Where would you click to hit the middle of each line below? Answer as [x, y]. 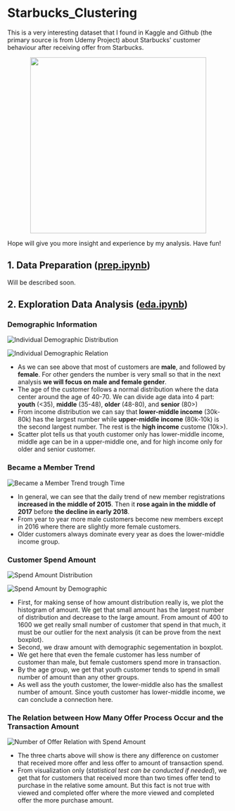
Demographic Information [52, 325]
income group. [39, 541]
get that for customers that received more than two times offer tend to [119, 778]
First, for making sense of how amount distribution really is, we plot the [120, 603]
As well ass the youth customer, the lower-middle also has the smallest [120, 685]
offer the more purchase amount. [65, 800]
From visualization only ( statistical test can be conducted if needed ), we [122, 771]
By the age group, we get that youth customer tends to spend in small [119, 669]
